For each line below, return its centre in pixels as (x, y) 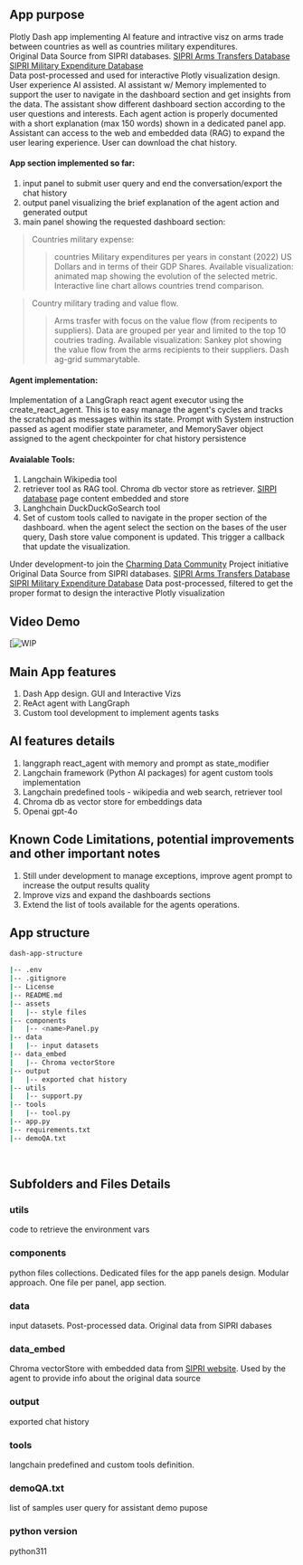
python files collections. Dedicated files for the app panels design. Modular (149, 1273)
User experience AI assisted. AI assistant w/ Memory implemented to (138, 84)
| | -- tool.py (40, 1113)
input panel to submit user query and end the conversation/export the (152, 184)
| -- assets (30, 1004)
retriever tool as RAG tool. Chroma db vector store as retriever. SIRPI (150, 489)
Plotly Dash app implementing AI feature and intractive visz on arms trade (147, 36)
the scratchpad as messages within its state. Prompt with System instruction (151, 419)
